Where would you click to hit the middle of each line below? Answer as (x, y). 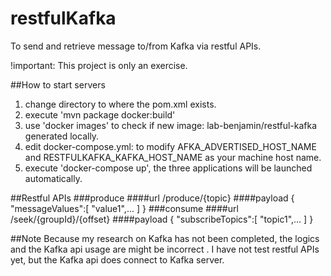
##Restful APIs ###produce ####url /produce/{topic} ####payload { (152, 198)
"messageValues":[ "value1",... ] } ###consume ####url (124, 208)
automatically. (53, 178)
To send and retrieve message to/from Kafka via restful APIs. (136, 46)
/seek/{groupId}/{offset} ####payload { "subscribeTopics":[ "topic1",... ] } (162, 219)
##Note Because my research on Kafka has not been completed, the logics (165, 238)
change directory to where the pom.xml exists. (120, 104)
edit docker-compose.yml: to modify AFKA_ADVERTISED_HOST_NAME (170, 146)
